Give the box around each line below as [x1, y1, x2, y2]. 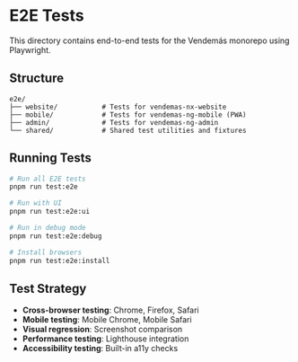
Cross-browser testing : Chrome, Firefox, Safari [22, 305, 199, 315]
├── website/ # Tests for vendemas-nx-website [9, 102, 227, 111]
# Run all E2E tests [9, 174, 87, 183]
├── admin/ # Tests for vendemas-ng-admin [9, 118, 219, 127]
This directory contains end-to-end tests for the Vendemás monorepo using [9, 35, 290, 46]
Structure [9, 71, 65, 86]
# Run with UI [9, 199, 63, 207]
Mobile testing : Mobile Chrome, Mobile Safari [22, 314, 192, 325]
